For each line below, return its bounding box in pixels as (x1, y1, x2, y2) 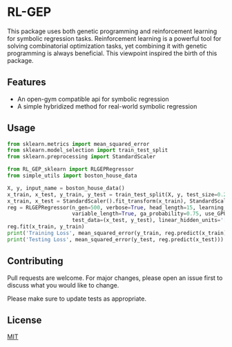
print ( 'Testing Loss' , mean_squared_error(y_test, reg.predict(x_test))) (7, 236, 224, 243)
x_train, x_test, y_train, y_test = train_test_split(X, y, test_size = (7, 191, 217, 198)
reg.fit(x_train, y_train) (7, 223, 85, 230)
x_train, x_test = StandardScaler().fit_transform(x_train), (7, 198, 187, 205)
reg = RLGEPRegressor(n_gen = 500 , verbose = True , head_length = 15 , (7, 204, 196, 211)
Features (7, 77, 46, 88)
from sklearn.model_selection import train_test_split (7, 147, 168, 154)
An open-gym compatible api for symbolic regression (17, 95, 169, 103)
